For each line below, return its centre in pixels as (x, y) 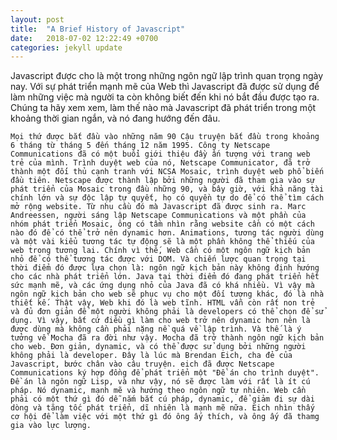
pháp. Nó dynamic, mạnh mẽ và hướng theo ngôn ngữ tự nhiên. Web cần (158, 391)
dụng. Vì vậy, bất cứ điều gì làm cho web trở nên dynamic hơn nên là (160, 321)
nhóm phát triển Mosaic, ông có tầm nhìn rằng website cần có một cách (162, 224)
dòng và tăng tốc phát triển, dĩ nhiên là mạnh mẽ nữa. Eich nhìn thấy (162, 408)
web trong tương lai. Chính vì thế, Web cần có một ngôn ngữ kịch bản (160, 251)
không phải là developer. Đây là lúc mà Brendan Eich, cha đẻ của (151, 356)
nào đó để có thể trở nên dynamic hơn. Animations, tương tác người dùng (167, 233)
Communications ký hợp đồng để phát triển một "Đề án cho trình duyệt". (165, 373)
